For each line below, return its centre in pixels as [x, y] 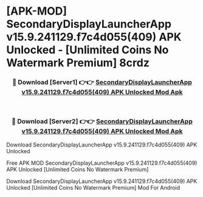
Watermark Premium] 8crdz [78, 63]
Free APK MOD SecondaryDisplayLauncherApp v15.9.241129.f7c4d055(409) [102, 163]
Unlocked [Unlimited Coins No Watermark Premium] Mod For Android [93, 187]
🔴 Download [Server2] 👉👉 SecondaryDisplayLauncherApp [102, 122]
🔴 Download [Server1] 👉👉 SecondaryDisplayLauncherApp [102, 82]
